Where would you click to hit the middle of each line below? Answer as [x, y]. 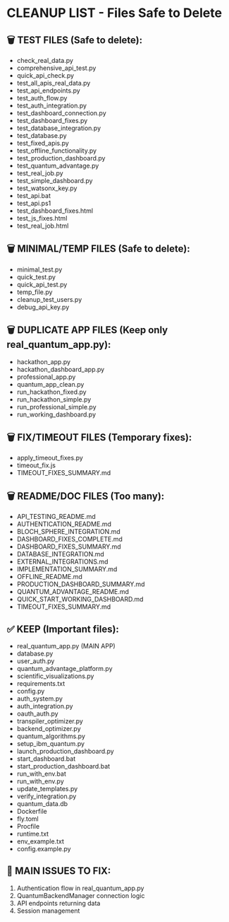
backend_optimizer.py [49, 729]
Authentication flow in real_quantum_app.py [80, 888]
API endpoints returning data [58, 903]
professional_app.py [46, 377]
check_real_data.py [45, 60]
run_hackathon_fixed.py [51, 392]
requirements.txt [41, 684]
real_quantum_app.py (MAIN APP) [66, 646]
